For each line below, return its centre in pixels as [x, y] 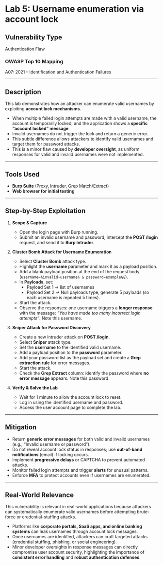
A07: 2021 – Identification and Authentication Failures [58, 72]
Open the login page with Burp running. [59, 232]
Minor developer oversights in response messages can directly [75, 547]
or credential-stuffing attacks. [47, 517]
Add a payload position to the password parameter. [71, 352]
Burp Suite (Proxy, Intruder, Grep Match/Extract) [60, 186]
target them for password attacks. [46, 144]
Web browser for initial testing [43, 191]
